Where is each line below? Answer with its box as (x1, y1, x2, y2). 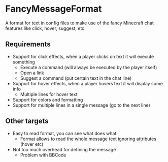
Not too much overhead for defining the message (12, 146, 116, 152)
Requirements (5, 40, 51, 49)
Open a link (20, 70, 44, 76)
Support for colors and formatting (12, 96, 83, 103)
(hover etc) (20, 141, 44, 147)
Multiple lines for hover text (20, 91, 78, 97)
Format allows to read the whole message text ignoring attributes (20, 136, 156, 142)
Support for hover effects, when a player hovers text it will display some (12, 80, 163, 86)
